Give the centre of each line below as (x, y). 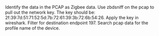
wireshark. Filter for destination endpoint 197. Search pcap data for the (77, 23)
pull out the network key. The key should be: (50, 12)
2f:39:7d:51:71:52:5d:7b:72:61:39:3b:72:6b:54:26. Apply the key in (72, 18)
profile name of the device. (33, 28)
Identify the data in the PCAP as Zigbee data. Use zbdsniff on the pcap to (80, 7)
